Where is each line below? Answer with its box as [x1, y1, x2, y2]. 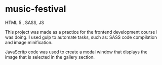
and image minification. [5, 39, 53, 45]
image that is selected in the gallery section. [5, 54, 95, 60]
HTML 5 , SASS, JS [5, 20, 44, 25]
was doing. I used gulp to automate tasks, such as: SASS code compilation [5, 34, 157, 40]
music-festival [5, 3, 66, 15]
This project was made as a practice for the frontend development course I [5, 29, 158, 35]
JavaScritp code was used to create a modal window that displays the [5, 49, 148, 55]
